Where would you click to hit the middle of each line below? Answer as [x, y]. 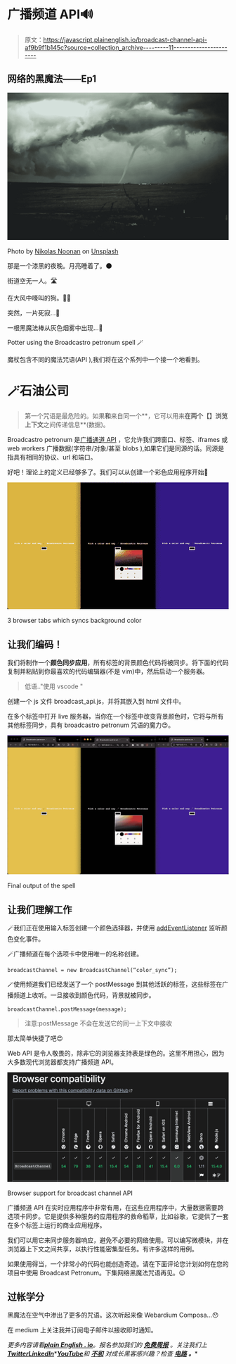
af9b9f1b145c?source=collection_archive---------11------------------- [126, 47]
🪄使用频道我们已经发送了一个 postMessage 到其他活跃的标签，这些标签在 [115, 984]
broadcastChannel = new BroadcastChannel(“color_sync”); [92, 971]
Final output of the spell [41, 886]
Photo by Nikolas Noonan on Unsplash [63, 251]
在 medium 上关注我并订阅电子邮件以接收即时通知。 [82, 1330]
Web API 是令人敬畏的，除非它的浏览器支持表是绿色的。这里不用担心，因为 [116, 1054]
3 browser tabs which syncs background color [74, 621]
